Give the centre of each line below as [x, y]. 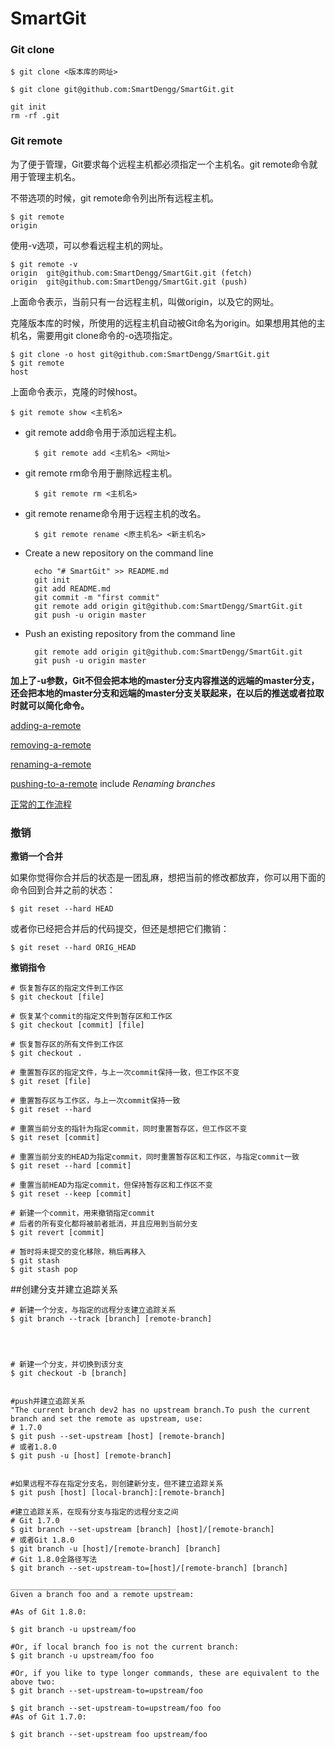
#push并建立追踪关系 [48, 1402]
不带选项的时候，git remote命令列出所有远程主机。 [114, 198]
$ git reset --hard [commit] [71, 1166]
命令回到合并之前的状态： [63, 890]
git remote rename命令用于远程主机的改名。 [115, 513]
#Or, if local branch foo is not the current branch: [125, 1647]
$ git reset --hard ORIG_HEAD [73, 948]
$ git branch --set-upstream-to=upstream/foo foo [116, 1708]
